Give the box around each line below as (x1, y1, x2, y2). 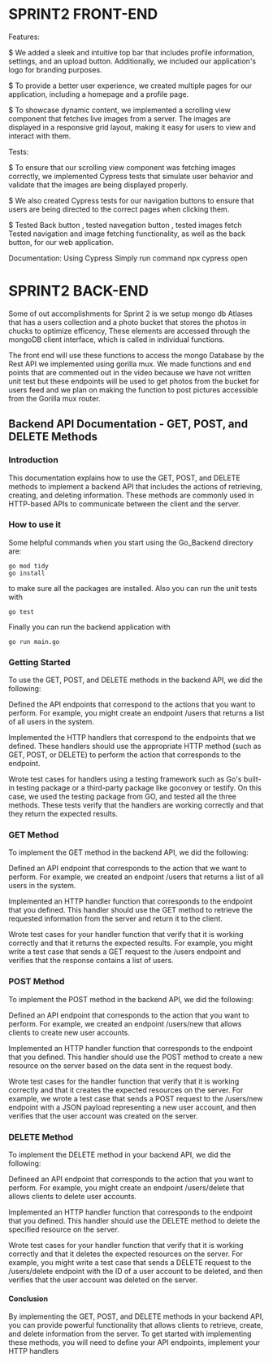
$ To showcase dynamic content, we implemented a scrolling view (8, 105, 232, 115)
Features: (8, 32, 41, 42)
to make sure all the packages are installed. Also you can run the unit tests (8, 583, 258, 593)
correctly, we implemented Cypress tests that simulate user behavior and (8, 171, 253, 181)
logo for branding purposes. (8, 64, 103, 74)
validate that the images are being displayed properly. (8, 180, 188, 190)
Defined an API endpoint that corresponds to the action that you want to (8, 1010, 249, 1020)
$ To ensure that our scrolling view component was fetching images (8, 162, 236, 172)
